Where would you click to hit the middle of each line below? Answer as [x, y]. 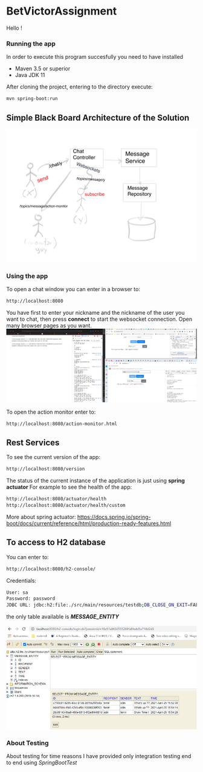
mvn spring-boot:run [32, 99]
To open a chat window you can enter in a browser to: [73, 289]
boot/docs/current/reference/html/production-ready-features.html [89, 523]
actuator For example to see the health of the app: [69, 487]
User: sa [17, 592]
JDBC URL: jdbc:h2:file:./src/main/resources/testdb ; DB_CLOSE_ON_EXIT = [98, 605]
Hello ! [14, 28]
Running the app [31, 44]
